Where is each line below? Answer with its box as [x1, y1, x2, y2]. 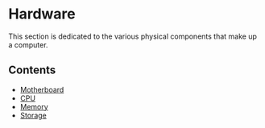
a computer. [8, 39, 48, 49]
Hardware [8, 5, 76, 23]
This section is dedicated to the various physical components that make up [8, 31, 258, 41]
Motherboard [19, 85, 64, 94]
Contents [8, 64, 56, 77]
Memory [19, 101, 48, 111]
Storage [19, 110, 47, 120]
